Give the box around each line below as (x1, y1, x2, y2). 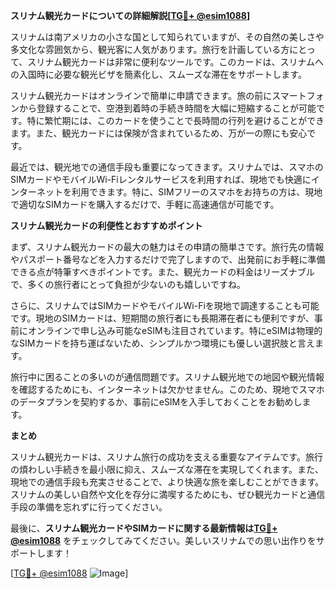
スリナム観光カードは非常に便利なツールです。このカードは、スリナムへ (27, 56, 325, 68)
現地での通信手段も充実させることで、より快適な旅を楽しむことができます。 (10, 476, 325, 488)
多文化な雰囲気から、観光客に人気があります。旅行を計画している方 (10, 44, 290, 55)
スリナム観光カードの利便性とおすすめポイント (10, 220, 203, 231)
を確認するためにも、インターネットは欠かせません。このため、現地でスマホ (10, 384, 325, 395)
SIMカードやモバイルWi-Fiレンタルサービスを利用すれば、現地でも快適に (10, 174, 312, 185)
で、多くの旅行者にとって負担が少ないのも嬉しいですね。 (10, 279, 246, 290)
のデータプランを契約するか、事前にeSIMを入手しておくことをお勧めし (10, 396, 303, 408)
